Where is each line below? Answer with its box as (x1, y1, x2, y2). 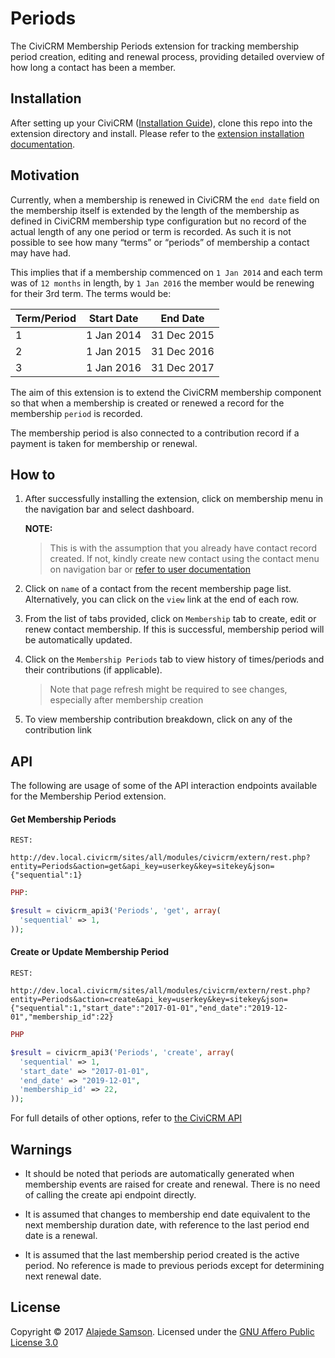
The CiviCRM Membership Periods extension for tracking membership (10, 40, 300, 52)
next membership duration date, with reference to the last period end (24, 1219, 310, 1231)
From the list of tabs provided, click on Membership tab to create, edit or (24, 613, 317, 625)
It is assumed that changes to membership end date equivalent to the (24, 1208, 311, 1221)
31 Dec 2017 (151, 360, 215, 374)
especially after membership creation (49, 694, 204, 706)
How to (10, 466, 56, 483)
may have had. (10, 247, 72, 259)
